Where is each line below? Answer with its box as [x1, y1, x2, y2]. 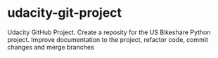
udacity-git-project [7, 5, 122, 21]
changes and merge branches [7, 43, 95, 51]
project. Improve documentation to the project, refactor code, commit [7, 35, 209, 43]
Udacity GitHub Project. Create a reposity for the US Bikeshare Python [7, 28, 211, 36]
